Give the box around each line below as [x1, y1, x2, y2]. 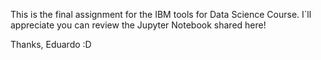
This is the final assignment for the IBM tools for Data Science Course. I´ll [10, 9, 312, 20]
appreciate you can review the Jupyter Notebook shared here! [10, 19, 267, 31]
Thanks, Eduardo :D [10, 39, 92, 50]
